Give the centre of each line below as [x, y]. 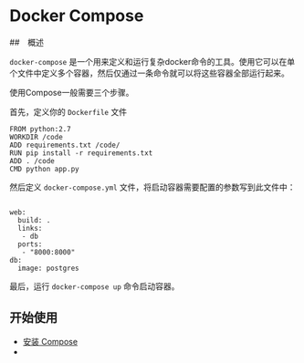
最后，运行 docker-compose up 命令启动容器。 [94, 286]
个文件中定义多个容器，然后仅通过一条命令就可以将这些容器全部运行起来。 [149, 73]
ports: [30, 244]
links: [30, 228]
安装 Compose [50, 341]
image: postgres [48, 268]
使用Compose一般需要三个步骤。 [72, 92]
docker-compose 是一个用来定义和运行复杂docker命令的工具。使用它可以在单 [152, 61]
